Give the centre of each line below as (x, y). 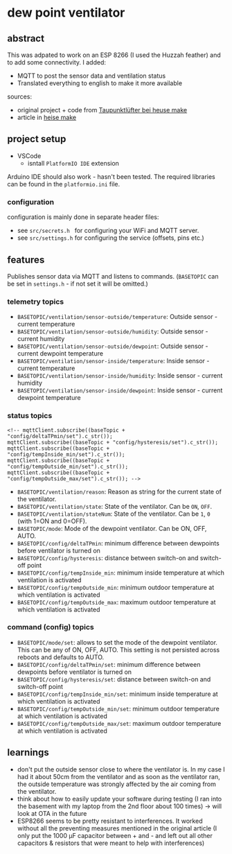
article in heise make (47, 117)
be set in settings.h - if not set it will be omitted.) (78, 284)
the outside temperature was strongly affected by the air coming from (117, 784)
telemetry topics (36, 302)
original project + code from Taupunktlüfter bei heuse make (102, 110)
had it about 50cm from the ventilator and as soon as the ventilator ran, (118, 776)
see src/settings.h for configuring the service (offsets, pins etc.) (110, 238)
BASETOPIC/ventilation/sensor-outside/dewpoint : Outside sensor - (113, 346)
